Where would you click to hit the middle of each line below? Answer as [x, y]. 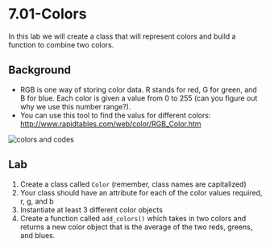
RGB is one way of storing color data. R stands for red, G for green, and [139, 89]
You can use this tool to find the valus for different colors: [115, 115]
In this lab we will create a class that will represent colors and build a [122, 36]
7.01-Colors [48, 14]
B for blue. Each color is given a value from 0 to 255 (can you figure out [139, 98]
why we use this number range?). [75, 106]
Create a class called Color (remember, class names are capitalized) [133, 184]
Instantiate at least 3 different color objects [91, 209]
